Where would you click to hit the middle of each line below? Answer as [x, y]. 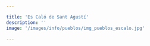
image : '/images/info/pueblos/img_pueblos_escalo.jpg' [76, 28]
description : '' [26, 22]
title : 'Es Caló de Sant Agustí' [48, 17]
